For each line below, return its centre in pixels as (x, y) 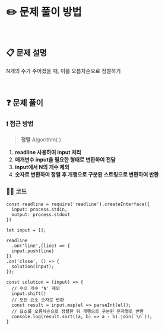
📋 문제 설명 (27, 53)
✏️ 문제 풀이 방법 (44, 12)
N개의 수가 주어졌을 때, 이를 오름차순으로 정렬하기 (64, 71)
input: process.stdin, (39, 209)
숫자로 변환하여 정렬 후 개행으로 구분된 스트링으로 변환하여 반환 (87, 174)
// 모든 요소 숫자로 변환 (38, 300)
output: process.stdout (41, 214)
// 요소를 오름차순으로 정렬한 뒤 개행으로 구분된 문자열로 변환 (78, 311)
